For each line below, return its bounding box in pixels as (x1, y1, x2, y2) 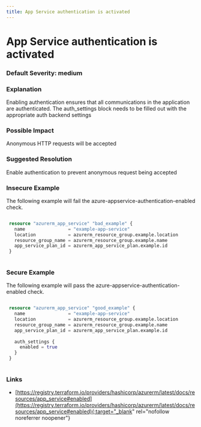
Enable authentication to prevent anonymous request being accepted (6, 169, 177, 176)
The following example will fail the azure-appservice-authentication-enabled (6, 197, 196, 204)
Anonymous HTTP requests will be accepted (6, 140, 117, 147)
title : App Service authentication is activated (6, 8, 130, 15)
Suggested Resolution (6, 155, 72, 163)
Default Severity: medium (6, 68, 83, 77)
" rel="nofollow (131, 408, 170, 415)
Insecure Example (6, 184, 60, 192)
